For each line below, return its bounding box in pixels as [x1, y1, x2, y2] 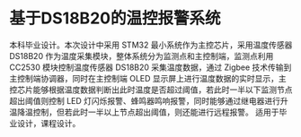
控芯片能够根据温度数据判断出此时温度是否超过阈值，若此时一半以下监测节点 [9, 84, 293, 95]
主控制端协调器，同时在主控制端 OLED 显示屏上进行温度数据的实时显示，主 [9, 73, 288, 83]
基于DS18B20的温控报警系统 [9, 8, 221, 29]
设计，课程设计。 [16, 117, 81, 128]
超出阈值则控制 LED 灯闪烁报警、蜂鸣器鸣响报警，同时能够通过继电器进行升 [9, 95, 289, 106]
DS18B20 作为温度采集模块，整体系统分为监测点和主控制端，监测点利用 [9, 50, 274, 61]
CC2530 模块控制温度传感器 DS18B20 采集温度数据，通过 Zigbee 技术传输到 [9, 62, 292, 73]
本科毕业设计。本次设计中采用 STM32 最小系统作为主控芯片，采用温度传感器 [9, 39, 293, 50]
